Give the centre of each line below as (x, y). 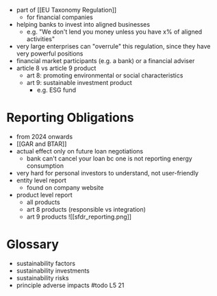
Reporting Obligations (70, 118)
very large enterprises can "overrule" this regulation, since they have (113, 46)
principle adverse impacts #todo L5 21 (70, 285)
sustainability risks (42, 277)
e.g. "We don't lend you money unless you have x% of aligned (114, 32)
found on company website (65, 187)
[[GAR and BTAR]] (41, 144)
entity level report (41, 180)
